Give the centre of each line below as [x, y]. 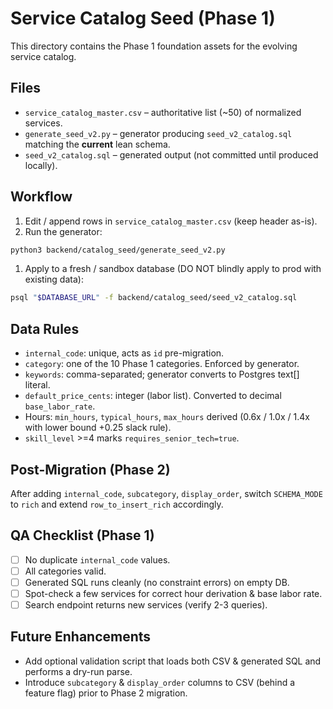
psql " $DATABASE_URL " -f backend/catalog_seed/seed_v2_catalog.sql [154, 298]
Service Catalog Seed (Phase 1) [143, 18]
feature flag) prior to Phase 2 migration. [106, 693]
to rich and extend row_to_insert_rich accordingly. [117, 504]
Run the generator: [63, 231]
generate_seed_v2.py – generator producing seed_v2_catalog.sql [158, 133]
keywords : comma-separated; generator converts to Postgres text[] [162, 374]
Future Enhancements [81, 637]
